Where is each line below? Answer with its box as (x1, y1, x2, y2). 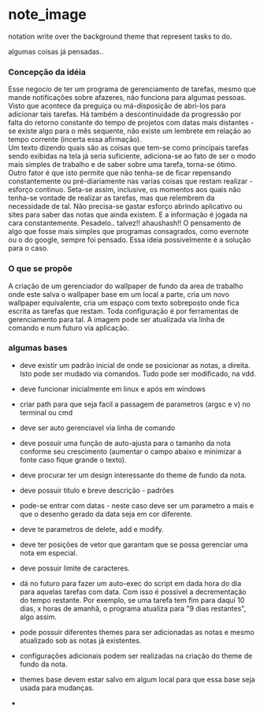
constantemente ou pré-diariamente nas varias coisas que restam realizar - (8, 176, 254, 186)
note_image (8, 6, 87, 24)
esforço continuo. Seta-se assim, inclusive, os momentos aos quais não (8, 185, 242, 195)
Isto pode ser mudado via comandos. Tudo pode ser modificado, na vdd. (19, 369, 256, 378)
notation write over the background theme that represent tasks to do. (8, 32, 232, 41)
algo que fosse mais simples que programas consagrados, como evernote (8, 227, 249, 236)
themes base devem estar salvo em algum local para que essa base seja (19, 674, 255, 684)
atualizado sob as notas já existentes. (19, 636, 142, 645)
